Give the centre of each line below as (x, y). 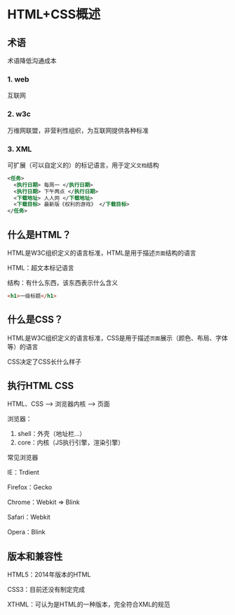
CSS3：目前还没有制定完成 (46, 590)
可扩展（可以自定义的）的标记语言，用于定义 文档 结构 (83, 165)
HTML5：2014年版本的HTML (49, 575)
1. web (18, 79)
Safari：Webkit (29, 517)
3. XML (20, 149)
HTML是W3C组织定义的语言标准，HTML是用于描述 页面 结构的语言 (102, 253)
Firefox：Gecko (30, 487)
